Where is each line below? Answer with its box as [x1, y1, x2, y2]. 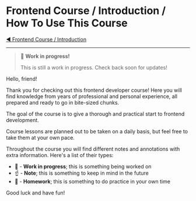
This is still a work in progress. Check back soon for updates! [20, 64, 167, 71]
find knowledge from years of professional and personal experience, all [6, 92, 178, 100]
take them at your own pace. [6, 134, 75, 141]
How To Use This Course [6, 16, 128, 30]
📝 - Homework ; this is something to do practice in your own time [14, 178, 171, 185]
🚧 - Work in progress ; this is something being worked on [14, 162, 152, 170]
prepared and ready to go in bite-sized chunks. [6, 99, 120, 106]
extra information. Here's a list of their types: [6, 151, 114, 158]
